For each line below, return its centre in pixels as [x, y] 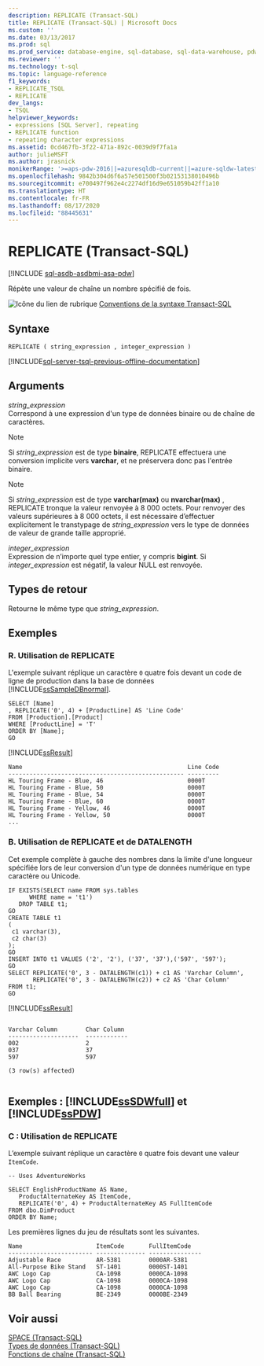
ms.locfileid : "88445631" [50, 213]
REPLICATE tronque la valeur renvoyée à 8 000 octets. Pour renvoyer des [127, 507]
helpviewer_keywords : [44, 118]
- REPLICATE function [44, 132]
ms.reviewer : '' [35, 60]
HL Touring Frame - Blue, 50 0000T [107, 788]
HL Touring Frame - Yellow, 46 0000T [107, 808]
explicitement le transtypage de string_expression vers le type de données [129, 525]
